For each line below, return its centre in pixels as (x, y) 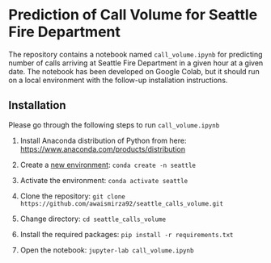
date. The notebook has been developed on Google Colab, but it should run (134, 71)
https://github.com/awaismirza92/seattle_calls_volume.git (122, 203)
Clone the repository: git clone (72, 196)
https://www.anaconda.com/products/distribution (103, 149)
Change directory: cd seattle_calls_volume (93, 219)
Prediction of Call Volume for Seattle (133, 15)
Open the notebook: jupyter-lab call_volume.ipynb (107, 250)
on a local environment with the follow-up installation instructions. (118, 80)
